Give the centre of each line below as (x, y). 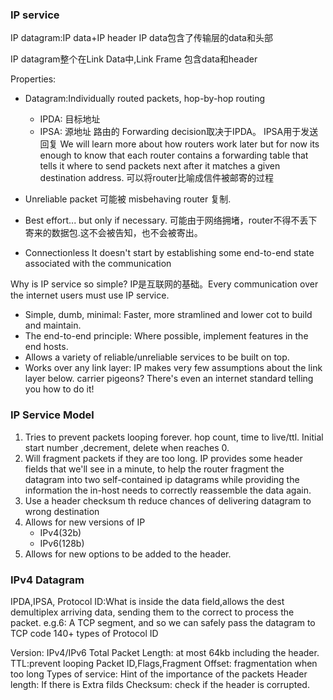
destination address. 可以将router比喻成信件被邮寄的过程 (156, 178)
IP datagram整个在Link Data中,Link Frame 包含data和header (134, 59)
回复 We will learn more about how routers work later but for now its (179, 144)
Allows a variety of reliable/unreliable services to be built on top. (157, 357)
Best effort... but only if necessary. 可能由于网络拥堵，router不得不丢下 (171, 220)
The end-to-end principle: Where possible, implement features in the (166, 336)
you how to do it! (59, 389)
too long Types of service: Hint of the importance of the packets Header (159, 674)
